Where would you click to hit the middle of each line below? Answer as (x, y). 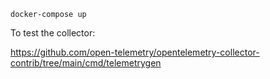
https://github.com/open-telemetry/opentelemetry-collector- (135, 52)
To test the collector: (53, 33)
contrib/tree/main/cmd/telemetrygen (86, 63)
